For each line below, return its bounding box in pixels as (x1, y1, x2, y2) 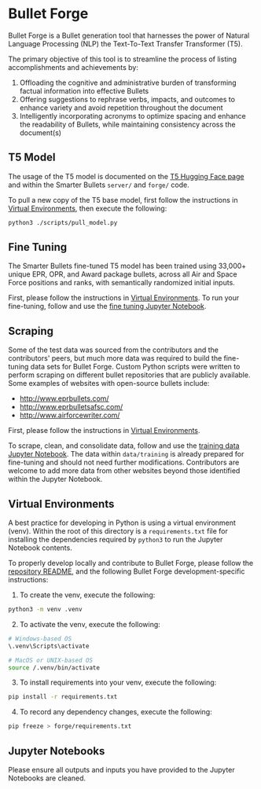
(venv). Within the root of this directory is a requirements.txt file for (8, 527, 228, 536)
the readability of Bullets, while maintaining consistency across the (19, 119, 236, 129)
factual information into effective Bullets (19, 86, 149, 95)
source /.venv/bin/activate (8, 663, 101, 672)
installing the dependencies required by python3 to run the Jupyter (8, 535, 223, 545)
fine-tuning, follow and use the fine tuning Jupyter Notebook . (8, 302, 207, 311)
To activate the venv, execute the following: (19, 619, 161, 629)
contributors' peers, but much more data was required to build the (8, 354, 222, 363)
